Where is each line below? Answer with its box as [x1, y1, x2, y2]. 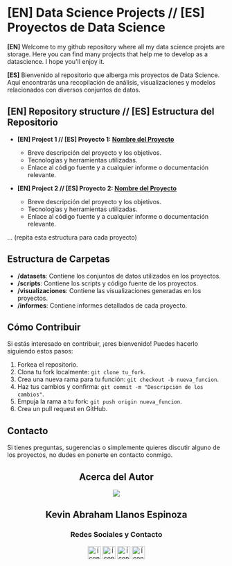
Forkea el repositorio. [17, 360, 78, 369]
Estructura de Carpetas [7, 253, 111, 265]
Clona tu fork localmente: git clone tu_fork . [17, 368, 146, 376]
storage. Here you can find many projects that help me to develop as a [7, 50, 208, 58]
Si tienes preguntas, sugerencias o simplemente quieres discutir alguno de [7, 443, 220, 452]
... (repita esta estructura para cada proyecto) [7, 233, 137, 241]
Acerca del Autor [79, 471, 154, 483]
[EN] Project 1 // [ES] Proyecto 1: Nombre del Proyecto [17, 135, 175, 143]
